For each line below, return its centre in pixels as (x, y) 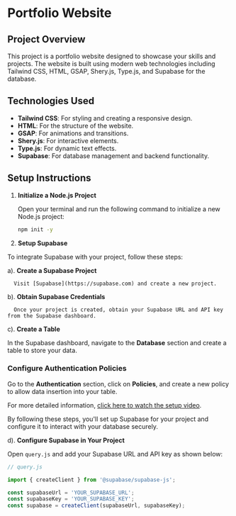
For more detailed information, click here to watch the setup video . (105, 405)
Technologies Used (51, 101)
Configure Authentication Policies (67, 369)
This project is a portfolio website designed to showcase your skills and (112, 56)
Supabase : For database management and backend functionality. (113, 156)
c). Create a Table (34, 329)
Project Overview (46, 39)
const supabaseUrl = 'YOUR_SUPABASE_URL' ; (71, 493)
